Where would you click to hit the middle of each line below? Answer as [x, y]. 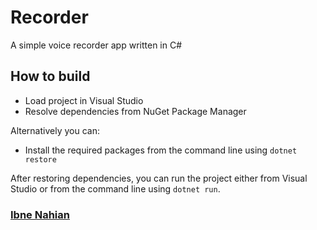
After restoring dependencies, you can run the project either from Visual [159, 178]
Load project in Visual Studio [84, 100]
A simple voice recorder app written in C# [96, 45]
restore [40, 159]
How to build [50, 76]
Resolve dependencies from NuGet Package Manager [135, 111]
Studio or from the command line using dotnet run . [115, 188]
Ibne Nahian [40, 214]
